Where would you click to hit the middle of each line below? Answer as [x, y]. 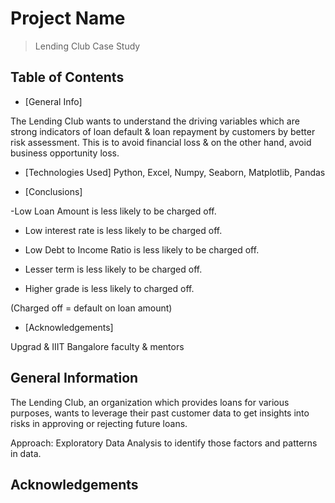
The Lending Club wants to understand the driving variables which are [155, 121]
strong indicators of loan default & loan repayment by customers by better [163, 131]
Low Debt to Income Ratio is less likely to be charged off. [142, 249]
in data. [26, 453]
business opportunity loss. [65, 153]
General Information [74, 378]
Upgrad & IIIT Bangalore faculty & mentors [97, 346]
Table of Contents [67, 77]
